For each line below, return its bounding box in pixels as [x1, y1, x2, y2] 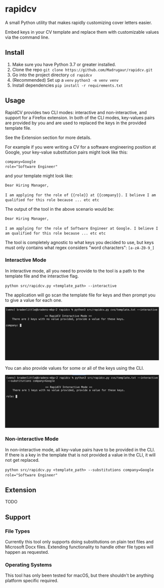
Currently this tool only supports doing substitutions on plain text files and [5, 539, 154, 545]
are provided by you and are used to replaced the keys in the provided [5, 120, 146, 126]
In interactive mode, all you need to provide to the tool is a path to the [5, 268, 145, 273]
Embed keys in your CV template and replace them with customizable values [5, 29, 159, 35]
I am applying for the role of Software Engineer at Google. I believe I [5, 226, 159, 231]
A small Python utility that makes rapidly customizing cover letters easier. [5, 20, 152, 25]
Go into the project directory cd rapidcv [12, 72, 92, 78]
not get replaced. [5, 457, 40, 463]
